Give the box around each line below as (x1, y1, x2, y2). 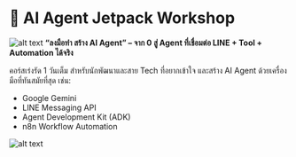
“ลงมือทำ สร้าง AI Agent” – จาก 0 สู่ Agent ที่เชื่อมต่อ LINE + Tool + (44, 37, 263, 48)
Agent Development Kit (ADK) (21, 111, 131, 122)
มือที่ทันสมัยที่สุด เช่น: (9, 75, 72, 85)
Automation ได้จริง (9, 47, 74, 58)
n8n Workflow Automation (21, 121, 118, 131)
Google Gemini (21, 92, 77, 103)
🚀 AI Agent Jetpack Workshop (9, 8, 236, 28)
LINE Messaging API (21, 102, 97, 113)
